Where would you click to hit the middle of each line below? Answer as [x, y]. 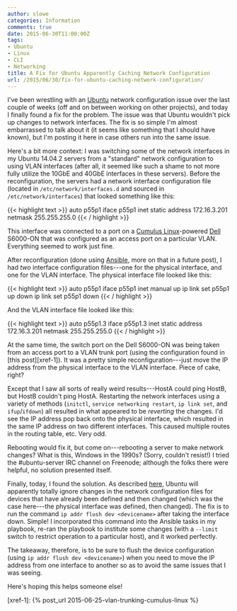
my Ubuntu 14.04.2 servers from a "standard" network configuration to [110, 159]
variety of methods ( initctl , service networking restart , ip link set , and [117, 404]
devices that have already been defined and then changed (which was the [115, 499]
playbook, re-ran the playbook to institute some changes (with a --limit [112, 529]
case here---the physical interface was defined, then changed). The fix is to [118, 506]
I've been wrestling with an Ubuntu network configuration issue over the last [118, 100]
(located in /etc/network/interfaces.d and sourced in [86, 189]
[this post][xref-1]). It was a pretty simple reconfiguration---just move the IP [118, 360]
